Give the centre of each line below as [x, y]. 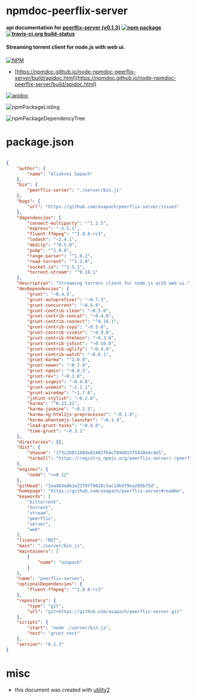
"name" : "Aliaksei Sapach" [60, 174]
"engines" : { [33, 469]
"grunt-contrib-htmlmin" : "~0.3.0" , [72, 338]
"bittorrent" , [44, 502]
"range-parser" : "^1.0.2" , [60, 256]
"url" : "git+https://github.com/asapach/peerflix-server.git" [105, 611]
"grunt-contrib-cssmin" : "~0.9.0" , [71, 333]
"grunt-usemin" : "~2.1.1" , [60, 387]
